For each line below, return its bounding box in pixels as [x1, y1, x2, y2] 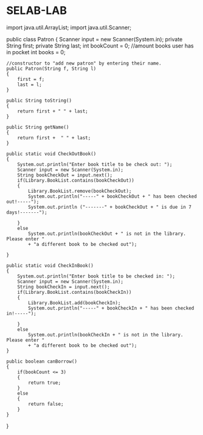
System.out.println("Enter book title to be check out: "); [17, 161, 173, 167]
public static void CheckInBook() [6, 262, 94, 268]
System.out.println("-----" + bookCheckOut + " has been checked [28, 193, 198, 200]
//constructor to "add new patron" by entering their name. [6, 60, 162, 66]
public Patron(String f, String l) [6, 65, 97, 72]
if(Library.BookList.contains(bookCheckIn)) [17, 289, 132, 295]
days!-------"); [6, 209, 47, 215]
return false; [28, 401, 64, 407]
